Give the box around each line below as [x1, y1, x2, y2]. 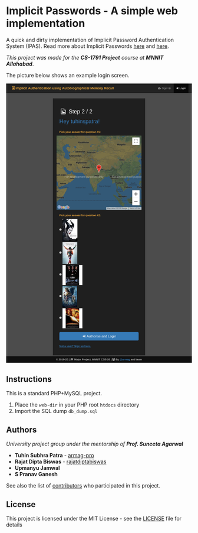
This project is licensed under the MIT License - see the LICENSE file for [6, 515, 181, 522]
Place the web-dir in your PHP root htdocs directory [14, 401, 140, 408]
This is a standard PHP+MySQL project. [6, 390, 102, 397]
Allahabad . [6, 60, 34, 67]
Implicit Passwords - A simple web [6, 4, 179, 18]
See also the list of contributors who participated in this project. [6, 482, 161, 489]
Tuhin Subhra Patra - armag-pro [14, 452, 94, 459]
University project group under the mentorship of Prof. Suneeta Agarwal [6, 440, 184, 447]
